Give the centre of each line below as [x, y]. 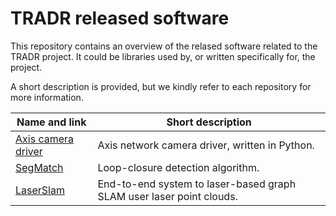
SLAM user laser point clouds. [167, 196]
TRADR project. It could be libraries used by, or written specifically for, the [163, 56]
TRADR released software [120, 18]
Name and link [51, 122]
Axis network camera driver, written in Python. [206, 145]
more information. [47, 97]
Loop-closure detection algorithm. [178, 167]
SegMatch [39, 167]
